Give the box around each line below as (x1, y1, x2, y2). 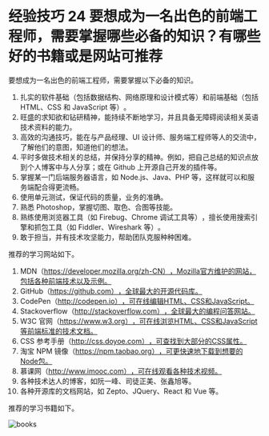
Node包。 (19, 356, 53, 366)
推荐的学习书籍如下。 (8, 403, 78, 413)
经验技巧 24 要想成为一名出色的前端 (8, 7, 244, 26)
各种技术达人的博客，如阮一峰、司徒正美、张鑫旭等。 (19, 376, 196, 386)
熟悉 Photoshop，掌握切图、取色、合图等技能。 (19, 202, 178, 212)
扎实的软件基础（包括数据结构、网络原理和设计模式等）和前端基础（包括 (19, 92, 259, 102)
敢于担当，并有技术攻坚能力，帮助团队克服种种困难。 (19, 232, 196, 242)
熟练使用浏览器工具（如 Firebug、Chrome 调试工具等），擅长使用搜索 (19, 212, 251, 222)
